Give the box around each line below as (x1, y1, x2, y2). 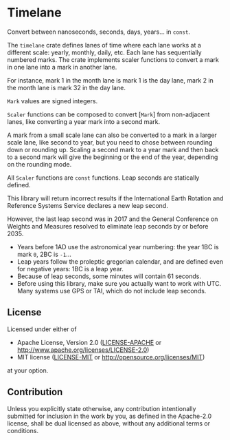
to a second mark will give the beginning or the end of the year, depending (7, 153, 218, 161)
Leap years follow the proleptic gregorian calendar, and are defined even (16, 257, 224, 266)
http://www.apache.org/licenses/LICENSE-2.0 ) (16, 346, 150, 354)
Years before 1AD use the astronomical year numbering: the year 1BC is (16, 242, 219, 251)
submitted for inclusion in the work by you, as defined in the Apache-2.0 (7, 412, 211, 420)
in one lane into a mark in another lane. (7, 63, 117, 71)
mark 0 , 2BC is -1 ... (16, 250, 72, 258)
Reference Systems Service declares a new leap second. (7, 201, 168, 209)
